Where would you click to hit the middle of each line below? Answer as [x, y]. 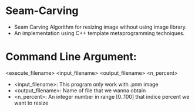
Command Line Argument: [71, 57]
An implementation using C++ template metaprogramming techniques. [99, 33]
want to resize [31, 103]
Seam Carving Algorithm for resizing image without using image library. [100, 27]
